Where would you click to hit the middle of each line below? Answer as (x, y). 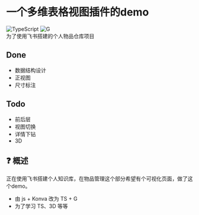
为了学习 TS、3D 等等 (41, 206)
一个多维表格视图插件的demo (78, 12)
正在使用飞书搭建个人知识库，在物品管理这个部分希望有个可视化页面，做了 (97, 179)
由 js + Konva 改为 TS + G (46, 199)
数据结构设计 (30, 70)
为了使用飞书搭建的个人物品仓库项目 (50, 36)
